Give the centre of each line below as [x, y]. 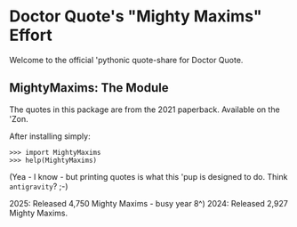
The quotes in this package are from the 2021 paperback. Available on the [144, 109]
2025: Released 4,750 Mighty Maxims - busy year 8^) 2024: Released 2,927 [149, 203]
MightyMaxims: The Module [89, 88]
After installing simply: [50, 136]
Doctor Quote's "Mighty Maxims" [136, 16]
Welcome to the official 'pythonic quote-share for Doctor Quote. [126, 60]
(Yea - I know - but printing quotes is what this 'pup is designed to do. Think [148, 176]
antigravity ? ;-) [39, 186]
